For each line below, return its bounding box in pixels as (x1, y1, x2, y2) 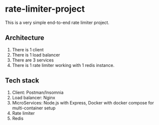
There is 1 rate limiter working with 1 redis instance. (12, 62, 115, 68)
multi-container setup (12, 105, 56, 111)
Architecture (5, 34, 45, 42)
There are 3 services (12, 57, 54, 63)
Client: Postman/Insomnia (12, 89, 64, 95)
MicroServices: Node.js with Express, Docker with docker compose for (12, 100, 154, 105)
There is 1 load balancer (12, 52, 60, 58)
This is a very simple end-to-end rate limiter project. (5, 20, 109, 25)
